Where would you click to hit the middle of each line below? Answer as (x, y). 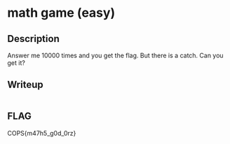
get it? (16, 63)
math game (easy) (61, 13)
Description (33, 39)
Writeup (25, 85)
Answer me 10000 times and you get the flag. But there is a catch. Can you (115, 55)
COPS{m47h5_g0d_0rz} (42, 133)
